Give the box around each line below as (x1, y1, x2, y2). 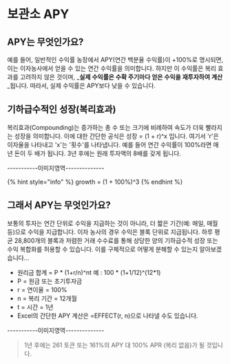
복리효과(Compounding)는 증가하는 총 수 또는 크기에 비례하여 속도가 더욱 (7, 123, 205, 131)
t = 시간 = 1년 (17, 303, 54, 311)
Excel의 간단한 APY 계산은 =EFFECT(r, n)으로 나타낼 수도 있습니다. (17, 312, 198, 320)
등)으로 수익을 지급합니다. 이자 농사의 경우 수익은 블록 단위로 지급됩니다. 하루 (7, 227, 213, 236)
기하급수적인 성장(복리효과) (7, 104, 116, 115)
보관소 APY (7, 6, 70, 22)
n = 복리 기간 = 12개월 (17, 294, 77, 303)
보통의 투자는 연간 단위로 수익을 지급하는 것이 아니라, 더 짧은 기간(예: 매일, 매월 (7, 219, 218, 227)
